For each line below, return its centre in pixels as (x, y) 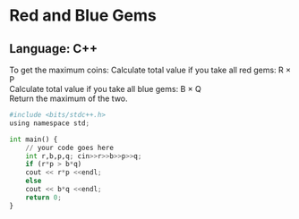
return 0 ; (44, 198)
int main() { (34, 139)
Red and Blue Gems (83, 16)
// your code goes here (70, 147)
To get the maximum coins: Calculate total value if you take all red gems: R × (150, 70)
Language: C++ (54, 49)
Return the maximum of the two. (68, 98)
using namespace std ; (50, 123)
